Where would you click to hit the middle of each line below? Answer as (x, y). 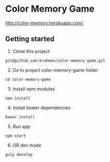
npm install (18, 98)
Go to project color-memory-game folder (55, 70)
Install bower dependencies (42, 107)
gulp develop (19, 154)
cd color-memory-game (28, 79)
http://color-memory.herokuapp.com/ (44, 23)
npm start (16, 136)
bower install (20, 117)
